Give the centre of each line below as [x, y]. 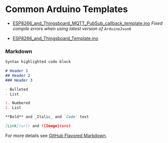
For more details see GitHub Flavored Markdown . [56, 135]
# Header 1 [17, 71]
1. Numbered [18, 103]
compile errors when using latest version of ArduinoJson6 [72, 28]
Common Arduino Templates [67, 9]
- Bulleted [17, 89]
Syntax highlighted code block [38, 62]
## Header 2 [18, 76]
